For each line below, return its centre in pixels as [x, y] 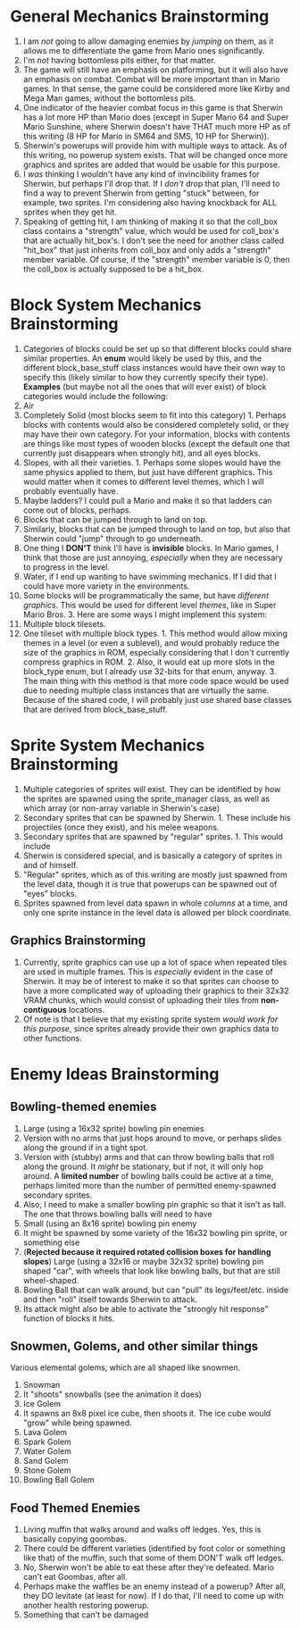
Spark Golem [47, 1442]
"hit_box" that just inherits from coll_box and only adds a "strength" [147, 250]
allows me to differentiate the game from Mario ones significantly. [144, 50]
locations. [87, 1009]
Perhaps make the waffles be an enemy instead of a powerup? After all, [154, 1586]
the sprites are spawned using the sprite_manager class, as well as [146, 798]
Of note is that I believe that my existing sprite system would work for [150, 1019]
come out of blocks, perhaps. [77, 510]
